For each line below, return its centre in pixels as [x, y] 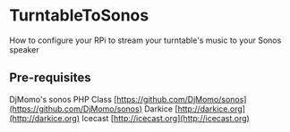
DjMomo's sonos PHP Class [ [63, 99]
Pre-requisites [50, 78]
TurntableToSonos [79, 16]
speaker [24, 49]
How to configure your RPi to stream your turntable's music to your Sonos [145, 40]
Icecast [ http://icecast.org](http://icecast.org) [166, 118]
